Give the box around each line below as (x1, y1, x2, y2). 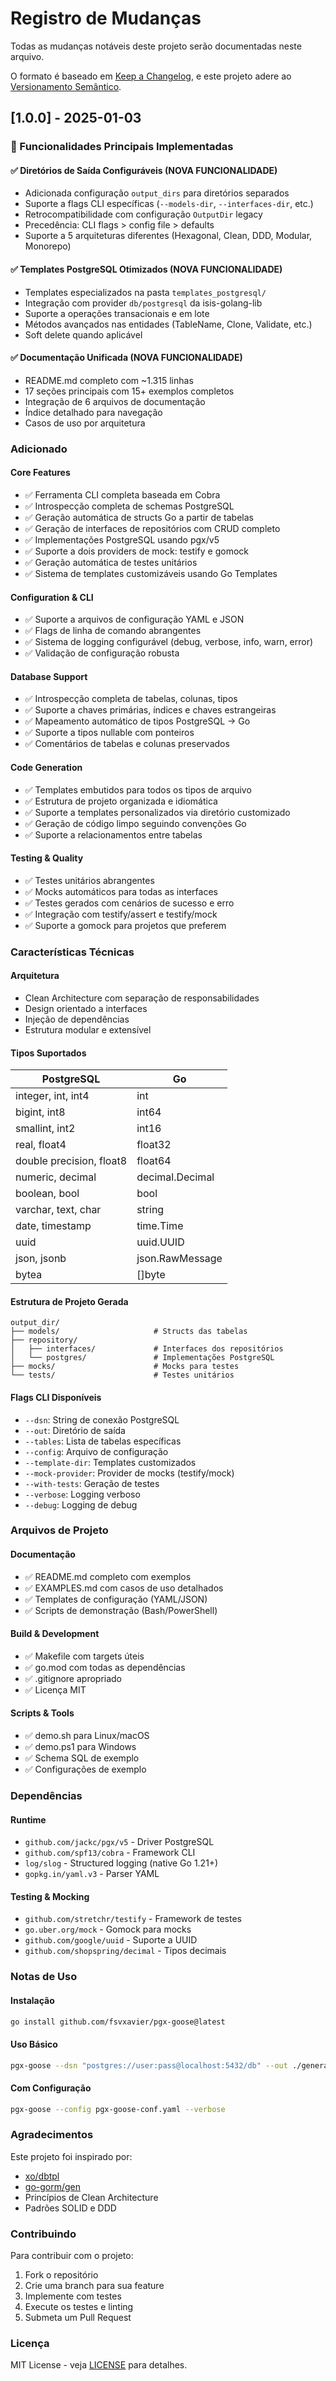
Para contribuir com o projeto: (10, 2250, 134, 2262)
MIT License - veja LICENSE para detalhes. (10, 2359, 188, 2371)
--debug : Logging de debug (24, 1498, 138, 1511)
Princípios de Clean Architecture (24, 2191, 159, 2203)
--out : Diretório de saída (24, 1424, 126, 1436)
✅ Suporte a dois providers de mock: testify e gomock (24, 545, 249, 557)
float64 (136, 1154, 172, 1168)
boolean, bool (15, 1187, 80, 1201)
